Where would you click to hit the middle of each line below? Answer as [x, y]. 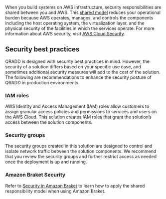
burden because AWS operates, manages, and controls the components [79, 18]
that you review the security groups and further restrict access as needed [81, 157]
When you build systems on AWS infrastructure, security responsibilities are [83, 7]
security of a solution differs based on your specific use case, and [73, 66]
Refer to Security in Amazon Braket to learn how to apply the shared [75, 186]
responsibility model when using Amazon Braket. [55, 191]
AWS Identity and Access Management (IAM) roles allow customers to [77, 106]
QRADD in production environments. [42, 82]
